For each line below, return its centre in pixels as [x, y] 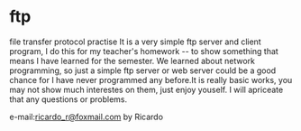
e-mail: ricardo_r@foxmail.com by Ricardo [87, 117]
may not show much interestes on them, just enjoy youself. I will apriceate [146, 89]
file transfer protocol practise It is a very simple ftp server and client [135, 42]
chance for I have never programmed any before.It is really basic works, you [151, 80]
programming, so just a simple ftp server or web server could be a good [143, 70]
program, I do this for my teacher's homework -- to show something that [144, 51]
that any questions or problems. [68, 99]
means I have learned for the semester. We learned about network [132, 61]
